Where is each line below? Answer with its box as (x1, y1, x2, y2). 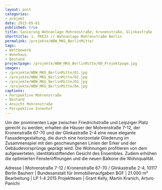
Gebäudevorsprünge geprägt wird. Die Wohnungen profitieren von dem (5, 145, 147, 151)
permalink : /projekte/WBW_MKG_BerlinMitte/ (5, 39, 94, 44)
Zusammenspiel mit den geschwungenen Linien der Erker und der (5, 140, 137, 146)
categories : (5, 12, 29, 16)
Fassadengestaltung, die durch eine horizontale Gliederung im (5, 135, 129, 141)
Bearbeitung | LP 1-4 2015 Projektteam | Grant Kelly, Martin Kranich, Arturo (5, 175, 154, 181)
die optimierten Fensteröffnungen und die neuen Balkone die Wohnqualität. (5, 156, 155, 161)
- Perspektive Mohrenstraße (5, 93, 62, 97)
